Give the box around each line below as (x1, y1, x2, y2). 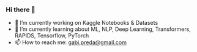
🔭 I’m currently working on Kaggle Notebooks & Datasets (14, 19, 158, 27)
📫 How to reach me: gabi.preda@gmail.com (14, 39, 127, 46)
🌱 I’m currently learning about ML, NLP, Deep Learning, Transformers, (14, 25, 191, 33)
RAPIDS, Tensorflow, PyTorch (14, 32, 89, 39)
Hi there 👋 (6, 5, 36, 14)
